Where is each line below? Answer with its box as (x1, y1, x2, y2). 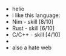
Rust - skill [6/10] (12, 24, 55, 32)
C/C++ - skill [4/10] (12, 31, 61, 38)
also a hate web (12, 44, 52, 51)
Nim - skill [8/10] (12, 18, 53, 25)
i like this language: (12, 12, 61, 19)
